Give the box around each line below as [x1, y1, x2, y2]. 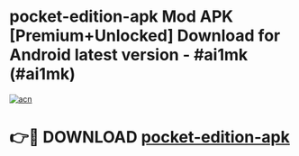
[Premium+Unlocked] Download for [9, 25, 281, 46]
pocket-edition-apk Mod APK [9, 6, 234, 27]
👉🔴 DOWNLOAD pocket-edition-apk [9, 127, 290, 148]
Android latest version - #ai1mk [9, 45, 249, 65]
